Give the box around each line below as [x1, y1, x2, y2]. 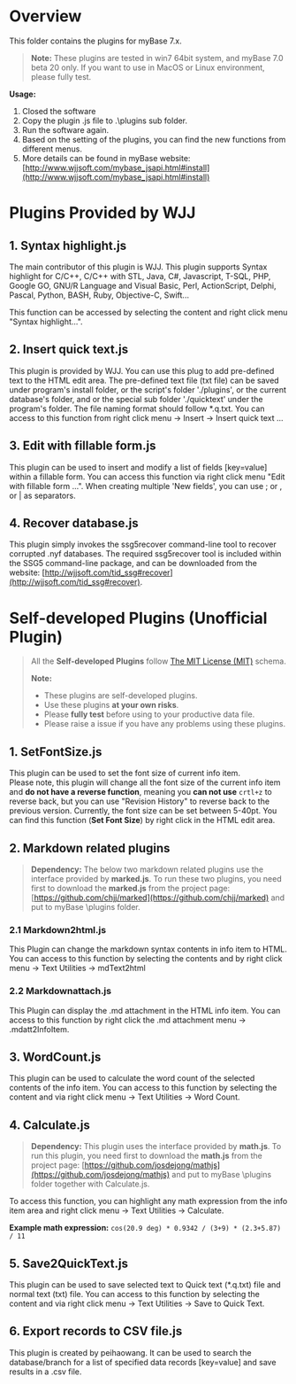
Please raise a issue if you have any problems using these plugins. [43, 719, 286, 729]
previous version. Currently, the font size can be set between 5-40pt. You [9, 805, 277, 816]
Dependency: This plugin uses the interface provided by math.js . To [30, 1141, 282, 1152]
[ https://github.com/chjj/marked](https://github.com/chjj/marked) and [30, 892, 285, 903]
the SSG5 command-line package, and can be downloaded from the [9, 558, 258, 569]
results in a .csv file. [9, 1366, 82, 1377]
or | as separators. [9, 490, 77, 501]
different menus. [21, 144, 82, 154]
